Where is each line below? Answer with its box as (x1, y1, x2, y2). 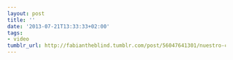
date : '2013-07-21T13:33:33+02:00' (7, 23, 110, 30)
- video (7, 36, 30, 43)
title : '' (7, 17, 36, 23)
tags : (7, 29, 23, 37)
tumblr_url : (7, 42, 42, 49)
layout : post (7, 10, 45, 17)
